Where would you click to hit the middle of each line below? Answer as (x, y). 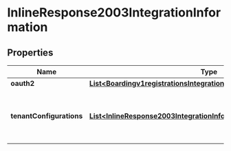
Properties (30, 53)
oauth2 (23, 83)
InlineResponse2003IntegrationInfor (114, 13)
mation (27, 27)
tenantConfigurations (47, 116)
